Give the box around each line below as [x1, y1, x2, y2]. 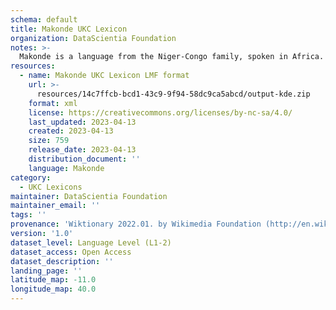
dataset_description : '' [10, 256, 114, 266]
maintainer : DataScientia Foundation [10, 191, 168, 201]
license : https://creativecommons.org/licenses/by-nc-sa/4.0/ [28, 107, 293, 118]
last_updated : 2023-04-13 [28, 117, 137, 127]
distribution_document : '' [28, 154, 141, 164]
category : [10, 172, 52, 183]
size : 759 [28, 136, 70, 146]
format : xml [28, 98, 78, 108]
